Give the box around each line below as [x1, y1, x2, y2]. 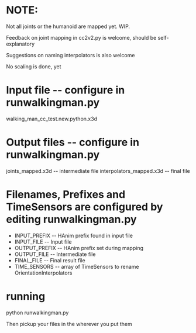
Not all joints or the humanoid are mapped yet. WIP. [6, 23, 130, 30]
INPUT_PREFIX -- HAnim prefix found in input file [14, 232, 133, 239]
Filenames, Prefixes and [6, 188, 126, 201]
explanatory [6, 40, 35, 47]
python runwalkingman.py [6, 309, 69, 316]
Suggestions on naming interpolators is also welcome [6, 51, 135, 58]
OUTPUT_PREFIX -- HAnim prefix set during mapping [14, 244, 143, 251]
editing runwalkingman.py [6, 213, 137, 226]
